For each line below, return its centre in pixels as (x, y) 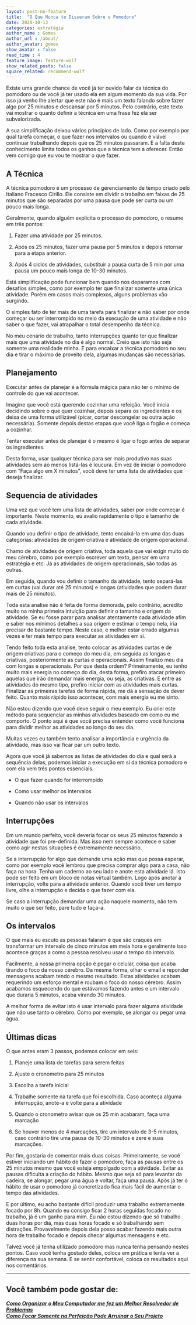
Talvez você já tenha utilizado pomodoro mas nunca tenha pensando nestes (97, 1247)
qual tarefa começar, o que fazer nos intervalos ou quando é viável (86, 137)
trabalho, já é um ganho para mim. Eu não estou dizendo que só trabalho (93, 1217)
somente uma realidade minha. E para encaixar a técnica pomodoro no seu (96, 349)
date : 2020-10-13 (27, 22)
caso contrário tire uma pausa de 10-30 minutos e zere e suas (89, 1138)
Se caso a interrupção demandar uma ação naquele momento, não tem (92, 901)
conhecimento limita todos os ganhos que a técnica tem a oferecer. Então (94, 149)
